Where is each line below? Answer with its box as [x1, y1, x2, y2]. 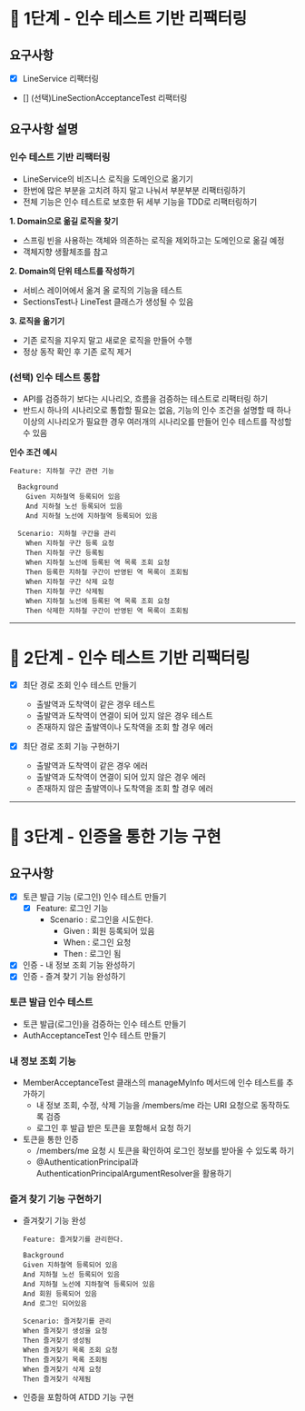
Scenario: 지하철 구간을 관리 [17, 529, 116, 539]
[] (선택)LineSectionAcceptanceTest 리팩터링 [22, 93, 188, 104]
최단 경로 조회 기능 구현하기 [22, 741, 121, 752]
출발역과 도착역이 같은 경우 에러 [35, 760, 148, 771]
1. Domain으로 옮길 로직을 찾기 [9, 215, 119, 226]
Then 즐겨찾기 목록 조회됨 [22, 1356, 108, 1365]
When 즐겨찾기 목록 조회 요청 [22, 1346, 118, 1355]
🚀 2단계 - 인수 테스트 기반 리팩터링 [9, 648, 251, 669]
